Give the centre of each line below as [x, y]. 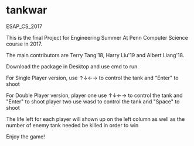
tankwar [27, 10]
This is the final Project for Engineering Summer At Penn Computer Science [97, 37]
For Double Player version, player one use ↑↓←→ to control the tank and [94, 95]
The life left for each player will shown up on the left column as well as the [96, 119]
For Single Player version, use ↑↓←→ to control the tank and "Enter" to [92, 78]
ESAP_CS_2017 [24, 26]
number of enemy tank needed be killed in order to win [72, 125]
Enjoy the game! [25, 136]
